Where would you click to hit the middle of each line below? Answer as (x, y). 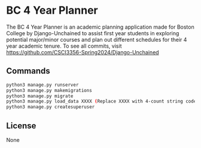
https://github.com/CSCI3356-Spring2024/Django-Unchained (83, 52)
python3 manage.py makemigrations (49, 90)
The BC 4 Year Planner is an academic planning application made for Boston (100, 27)
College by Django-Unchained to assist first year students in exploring (93, 33)
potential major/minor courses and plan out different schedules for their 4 (97, 39)
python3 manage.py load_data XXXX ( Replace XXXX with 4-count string (95, 101)
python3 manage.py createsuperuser (51, 107)
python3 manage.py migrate (40, 96)
